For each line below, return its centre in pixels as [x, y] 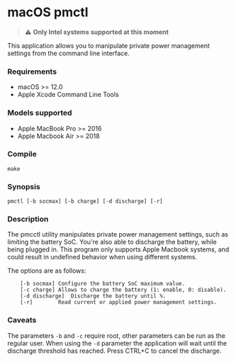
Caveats [22, 320]
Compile [22, 154]
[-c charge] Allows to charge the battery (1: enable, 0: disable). [123, 290]
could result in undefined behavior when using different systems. [102, 257]
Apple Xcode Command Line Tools [68, 95]
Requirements [32, 72]
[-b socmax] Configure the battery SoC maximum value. [103, 284]
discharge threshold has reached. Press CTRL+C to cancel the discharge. [114, 351]
